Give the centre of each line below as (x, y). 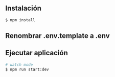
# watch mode (19, 65)
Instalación (24, 8)
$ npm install (20, 20)
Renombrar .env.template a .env (57, 36)
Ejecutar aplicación (37, 53)
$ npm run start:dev (27, 69)
